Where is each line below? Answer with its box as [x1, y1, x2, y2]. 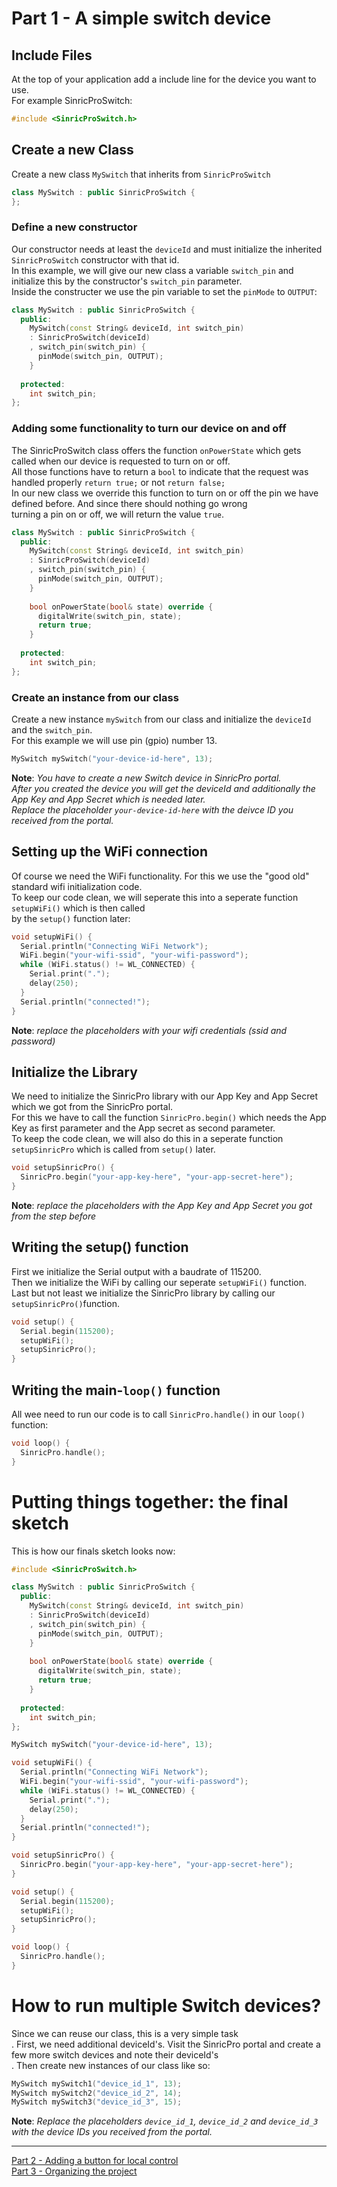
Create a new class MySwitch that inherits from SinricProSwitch [11, 168, 271, 180]
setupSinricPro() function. [11, 1297, 120, 1309]
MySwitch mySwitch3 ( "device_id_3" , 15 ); [11, 2097, 183, 2107]
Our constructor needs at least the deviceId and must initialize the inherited [11, 243, 323, 255]
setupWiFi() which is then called [11, 902, 146, 914]
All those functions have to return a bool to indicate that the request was [11, 465, 309, 477]
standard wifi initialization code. [11, 880, 143, 892]
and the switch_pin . [11, 723, 93, 736]
